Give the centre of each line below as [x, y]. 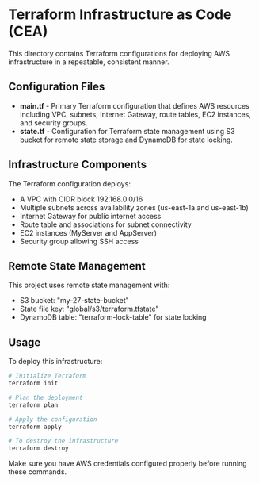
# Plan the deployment [46, 397]
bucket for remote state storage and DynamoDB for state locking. [126, 140]
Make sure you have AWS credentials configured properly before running [128, 464]
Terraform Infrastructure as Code [120, 15]
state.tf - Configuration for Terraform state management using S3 [127, 131]
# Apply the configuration [53, 419]
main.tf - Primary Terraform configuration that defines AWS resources [134, 105]
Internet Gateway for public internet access [90, 216]
